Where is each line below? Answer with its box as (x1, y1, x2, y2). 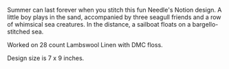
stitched (7, 27, 30, 36)
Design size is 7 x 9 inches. (7, 54, 85, 62)
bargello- (192, 20, 219, 28)
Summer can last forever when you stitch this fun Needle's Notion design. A (7, 6, 222, 14)
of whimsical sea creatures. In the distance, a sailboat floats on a (7, 20, 191, 28)
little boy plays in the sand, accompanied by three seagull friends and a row (7, 13, 221, 21)
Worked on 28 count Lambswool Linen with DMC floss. (7, 41, 163, 49)
